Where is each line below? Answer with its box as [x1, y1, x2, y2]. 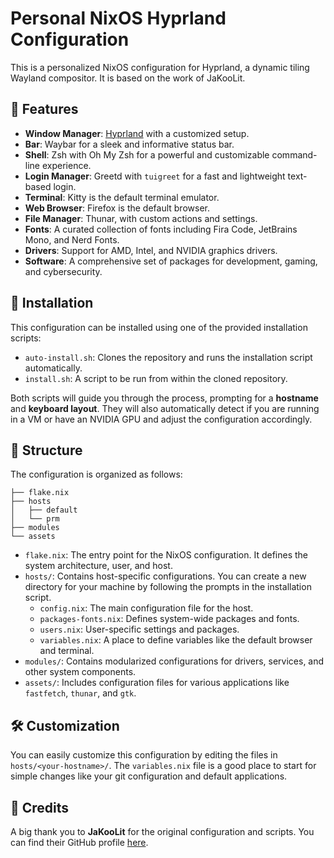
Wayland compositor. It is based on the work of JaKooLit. [10, 72, 246, 84]
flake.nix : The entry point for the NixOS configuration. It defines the [24, 549, 309, 561]
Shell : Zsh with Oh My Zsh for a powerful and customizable [24, 148, 270, 161]
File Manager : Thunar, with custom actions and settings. [24, 212, 258, 224]
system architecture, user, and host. [24, 560, 173, 572]
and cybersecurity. [24, 265, 103, 277]
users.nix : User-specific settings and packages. [39, 623, 240, 636]
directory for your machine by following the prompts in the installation [24, 581, 312, 593]
